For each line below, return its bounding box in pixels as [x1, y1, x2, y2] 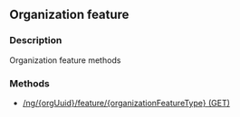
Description [9, 34, 62, 47]
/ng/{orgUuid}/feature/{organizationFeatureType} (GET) [22, 97, 231, 108]
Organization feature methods [9, 54, 121, 66]
